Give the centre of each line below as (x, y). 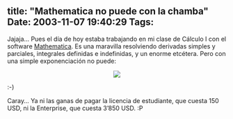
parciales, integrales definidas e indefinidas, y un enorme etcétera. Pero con (116, 53)
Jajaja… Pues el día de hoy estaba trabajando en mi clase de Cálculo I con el (117, 39)
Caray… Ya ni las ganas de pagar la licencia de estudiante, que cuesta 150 (113, 100)
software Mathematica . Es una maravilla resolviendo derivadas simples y (111, 46)
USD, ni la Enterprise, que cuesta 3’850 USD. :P (75, 108)
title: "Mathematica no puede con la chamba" (108, 11)
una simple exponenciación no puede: (62, 61)
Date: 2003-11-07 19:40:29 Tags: (81, 22)
